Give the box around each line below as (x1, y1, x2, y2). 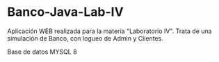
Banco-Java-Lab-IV (7, 4, 124, 20)
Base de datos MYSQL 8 (7, 48, 78, 56)
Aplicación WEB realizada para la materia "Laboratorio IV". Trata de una (7, 27, 212, 35)
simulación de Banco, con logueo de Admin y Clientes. (7, 34, 163, 42)
